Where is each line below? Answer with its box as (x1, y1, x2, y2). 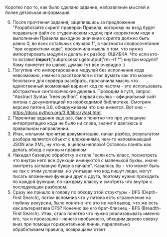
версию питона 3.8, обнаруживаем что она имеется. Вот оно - (12, 104, 146, 110)
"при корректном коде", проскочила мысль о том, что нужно (12, 46, 143, 51)
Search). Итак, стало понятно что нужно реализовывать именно (22, 210, 160, 216)
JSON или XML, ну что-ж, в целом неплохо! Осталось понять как (12, 141, 151, 147)
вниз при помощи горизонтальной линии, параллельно (12, 221, 131, 227)
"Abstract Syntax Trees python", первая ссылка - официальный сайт (12, 93, 157, 99)
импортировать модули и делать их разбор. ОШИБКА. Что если (12, 51, 149, 57)
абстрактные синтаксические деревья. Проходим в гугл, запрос (12, 88, 151, 94)
